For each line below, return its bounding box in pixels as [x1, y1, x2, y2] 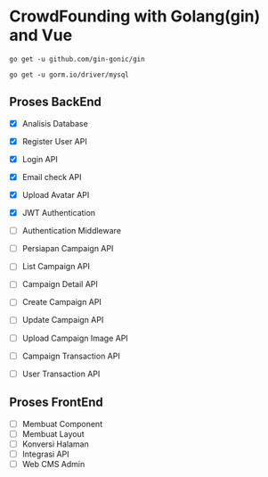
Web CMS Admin [21, 458, 85, 469]
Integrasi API [21, 448, 69, 459]
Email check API [21, 171, 82, 182]
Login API [21, 153, 58, 164]
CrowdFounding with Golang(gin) [9, 6, 261, 27]
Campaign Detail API [21, 279, 98, 290]
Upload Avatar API [21, 190, 90, 200]
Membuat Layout [21, 428, 85, 439]
